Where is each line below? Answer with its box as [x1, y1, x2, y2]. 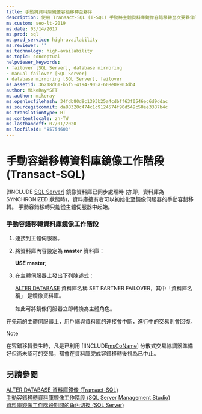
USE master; [14, 260, 47, 267]
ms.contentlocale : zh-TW [6, 115, 69, 121]
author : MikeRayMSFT [6, 87, 58, 93]
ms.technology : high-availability [6, 48, 93, 54]
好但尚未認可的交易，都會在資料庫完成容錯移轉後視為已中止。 [6, 350, 159, 357]
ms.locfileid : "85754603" [6, 127, 71, 133]
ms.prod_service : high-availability [6, 37, 98, 43]
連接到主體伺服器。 [14, 234, 63, 242]
